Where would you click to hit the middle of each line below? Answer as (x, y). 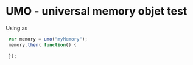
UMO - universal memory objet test (96, 11)
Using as (17, 28)
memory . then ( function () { (43, 45)
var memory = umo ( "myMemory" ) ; (48, 39)
